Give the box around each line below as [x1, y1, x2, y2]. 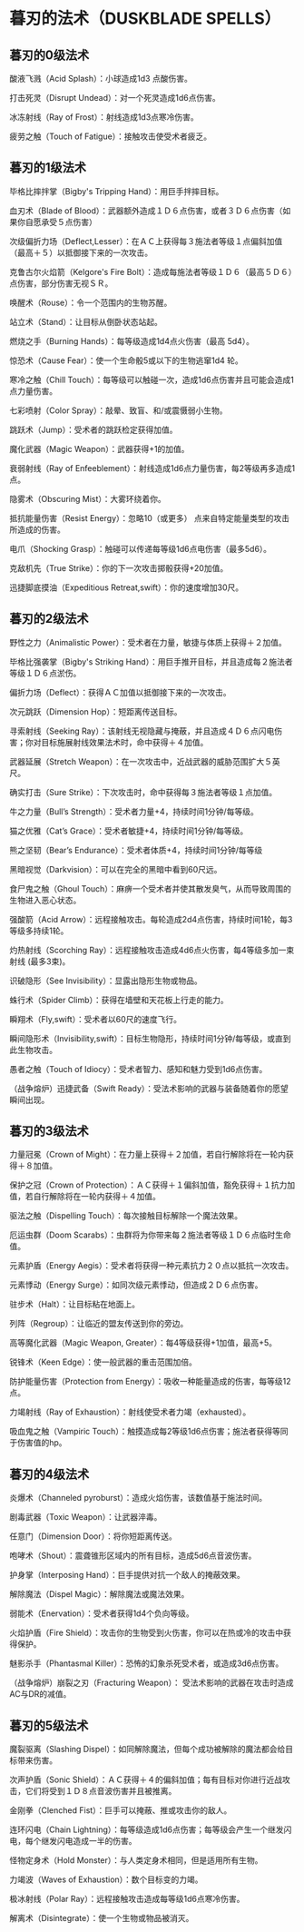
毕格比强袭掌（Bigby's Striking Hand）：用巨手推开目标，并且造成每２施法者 [9, 655, 293, 667]
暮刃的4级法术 [9, 1466, 90, 1482]
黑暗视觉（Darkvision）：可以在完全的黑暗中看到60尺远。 [9, 863, 222, 874]
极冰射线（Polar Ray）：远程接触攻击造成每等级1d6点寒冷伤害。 [9, 1894, 245, 1905]
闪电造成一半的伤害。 [56, 1836, 137, 1847]
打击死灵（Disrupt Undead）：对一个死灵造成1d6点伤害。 [9, 93, 221, 103]
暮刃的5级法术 [9, 1718, 89, 1733]
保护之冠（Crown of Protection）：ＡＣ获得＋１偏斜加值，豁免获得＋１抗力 [9, 1179, 288, 1190]
